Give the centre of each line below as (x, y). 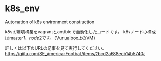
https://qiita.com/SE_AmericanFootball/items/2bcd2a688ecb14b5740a (75, 53)
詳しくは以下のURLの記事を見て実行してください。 (56, 48)
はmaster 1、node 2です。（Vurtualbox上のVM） (51, 38)
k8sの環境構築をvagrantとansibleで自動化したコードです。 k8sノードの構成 (80, 31)
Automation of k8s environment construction (50, 22)
